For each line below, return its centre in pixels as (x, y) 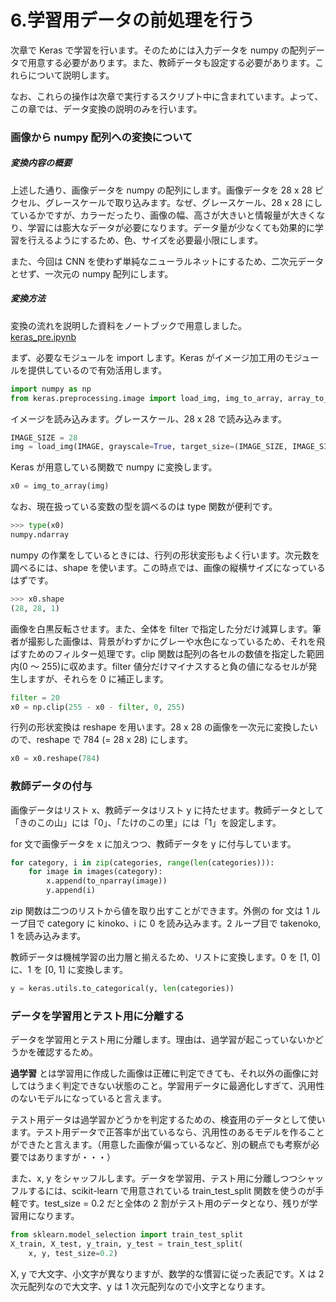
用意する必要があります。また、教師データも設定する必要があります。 (171, 62)
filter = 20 (35, 697)
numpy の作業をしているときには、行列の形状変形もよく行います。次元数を (165, 555)
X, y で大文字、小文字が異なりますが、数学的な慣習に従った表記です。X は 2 (167, 1273)
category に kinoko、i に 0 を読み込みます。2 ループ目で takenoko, (184, 923)
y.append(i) (71, 891)
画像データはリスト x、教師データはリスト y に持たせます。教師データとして (167, 810)
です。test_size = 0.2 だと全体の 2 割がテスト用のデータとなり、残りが (164, 1203)
